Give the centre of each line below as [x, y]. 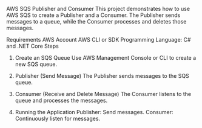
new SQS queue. [36, 64]
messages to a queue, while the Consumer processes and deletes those [96, 21]
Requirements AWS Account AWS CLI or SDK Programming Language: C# [99, 40]
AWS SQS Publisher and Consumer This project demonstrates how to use [98, 9]
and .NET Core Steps [32, 46]
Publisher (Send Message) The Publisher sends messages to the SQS [102, 76]
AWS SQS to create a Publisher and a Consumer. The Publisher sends [93, 15]
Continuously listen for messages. [58, 118]
